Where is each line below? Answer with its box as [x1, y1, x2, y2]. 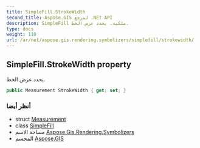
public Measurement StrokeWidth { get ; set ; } [6, 87, 126, 93]
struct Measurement [15, 115, 66, 123]
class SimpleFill [15, 122, 54, 129]
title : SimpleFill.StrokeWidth [6, 8, 86, 15]
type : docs [6, 25, 34, 32]
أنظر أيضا [6, 101, 31, 110]
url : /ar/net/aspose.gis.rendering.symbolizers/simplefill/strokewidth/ [6, 37, 195, 43]
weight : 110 [6, 32, 36, 38]
